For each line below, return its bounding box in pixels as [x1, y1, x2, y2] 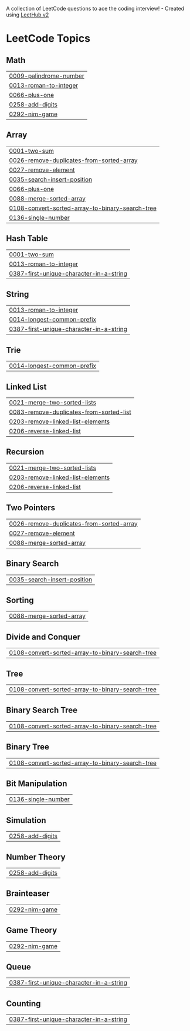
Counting [6, 999, 41, 1009]
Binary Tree [6, 742, 50, 752]
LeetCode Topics [6, 32, 91, 45]
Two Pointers [6, 503, 56, 513]
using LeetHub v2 [6, 11, 49, 18]
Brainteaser [6, 889, 50, 899]
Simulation [6, 815, 46, 825]
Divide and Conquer [6, 632, 81, 642]
